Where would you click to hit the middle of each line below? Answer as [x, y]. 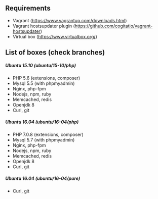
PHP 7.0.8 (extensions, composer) [48, 135]
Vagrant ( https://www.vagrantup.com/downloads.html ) [70, 20]
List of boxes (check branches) [55, 53]
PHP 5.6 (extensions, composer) [46, 78]
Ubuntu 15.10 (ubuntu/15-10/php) [41, 65]
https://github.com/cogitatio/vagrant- [114, 26]
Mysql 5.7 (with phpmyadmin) [44, 140]
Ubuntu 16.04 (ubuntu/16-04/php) [42, 122]
